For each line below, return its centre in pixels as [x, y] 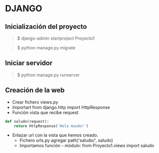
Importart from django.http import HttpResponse [61, 107]
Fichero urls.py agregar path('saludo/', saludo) [66, 140]
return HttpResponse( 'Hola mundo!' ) [51, 126]
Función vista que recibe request [45, 112]
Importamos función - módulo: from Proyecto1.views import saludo [87, 146]
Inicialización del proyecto [46, 27]
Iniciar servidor [29, 63]
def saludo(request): [27, 121]
